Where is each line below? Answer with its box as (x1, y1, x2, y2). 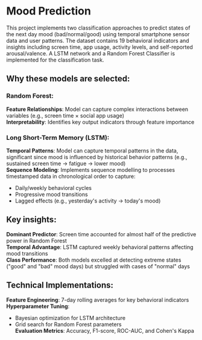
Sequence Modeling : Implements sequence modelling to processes (6, 166, 175, 173)
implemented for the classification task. (6, 56, 104, 63)
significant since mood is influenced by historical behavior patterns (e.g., (6, 153, 188, 160)
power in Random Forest (6, 237, 68, 244)
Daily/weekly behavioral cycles (14, 184, 92, 191)
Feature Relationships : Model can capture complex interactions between (6, 105, 189, 113)
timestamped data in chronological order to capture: (6, 172, 136, 180)
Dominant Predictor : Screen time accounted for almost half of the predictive (6, 230, 197, 238)
